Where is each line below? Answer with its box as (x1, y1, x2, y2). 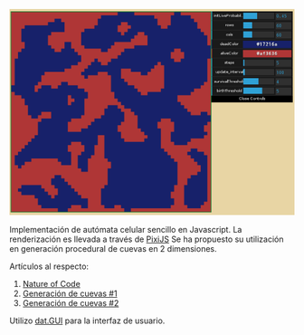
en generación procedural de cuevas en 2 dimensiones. (9, 243, 217, 254)
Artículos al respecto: (9, 261, 89, 272)
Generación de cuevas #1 (22, 288, 118, 299)
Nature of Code (22, 278, 81, 289)
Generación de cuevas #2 (22, 297, 119, 308)
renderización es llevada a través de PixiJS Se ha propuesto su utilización (9, 234, 284, 244)
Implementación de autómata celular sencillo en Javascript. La (9, 224, 242, 234)
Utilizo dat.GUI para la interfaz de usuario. (9, 315, 166, 326)
